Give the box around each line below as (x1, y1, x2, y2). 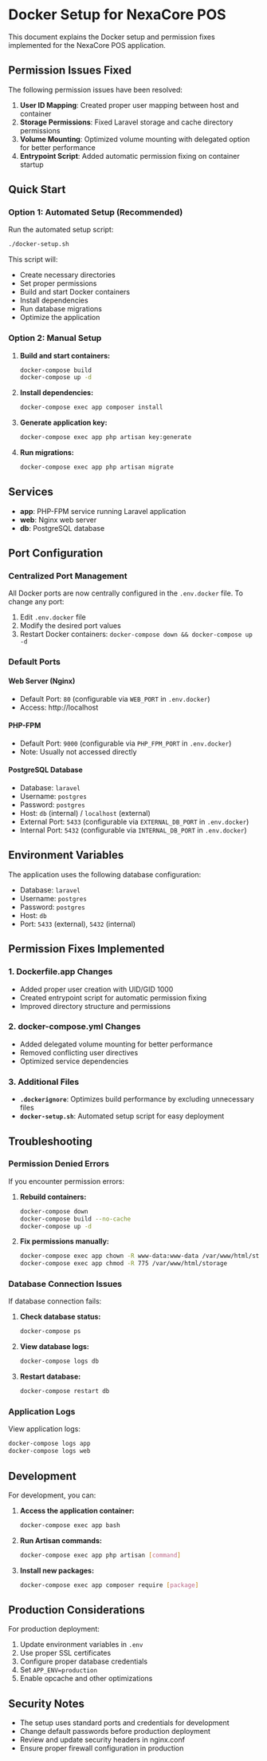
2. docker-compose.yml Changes (8, 1021, 141, 1032)
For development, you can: (8, 1490, 96, 1500)
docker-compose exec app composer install (19, 403, 163, 412)
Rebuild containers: (19, 1192, 87, 1201)
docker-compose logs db (19, 1357, 100, 1366)
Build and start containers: (19, 350, 110, 360)
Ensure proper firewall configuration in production (19, 1743, 184, 1753)
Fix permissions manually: (19, 1237, 110, 1246)
